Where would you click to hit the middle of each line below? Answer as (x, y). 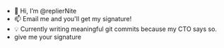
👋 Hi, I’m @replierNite (45, 11)
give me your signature (47, 37)
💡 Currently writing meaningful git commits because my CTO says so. (116, 29)
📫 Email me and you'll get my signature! (73, 19)
